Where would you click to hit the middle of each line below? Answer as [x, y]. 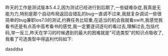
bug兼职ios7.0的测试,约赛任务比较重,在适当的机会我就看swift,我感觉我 [91, 20]
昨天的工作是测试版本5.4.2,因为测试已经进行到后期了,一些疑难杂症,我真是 [81, 7]
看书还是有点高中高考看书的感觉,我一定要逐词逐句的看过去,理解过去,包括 [80, 26]
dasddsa [14, 49]
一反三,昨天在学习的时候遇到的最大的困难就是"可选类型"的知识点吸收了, [90, 33]
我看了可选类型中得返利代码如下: [39, 39]
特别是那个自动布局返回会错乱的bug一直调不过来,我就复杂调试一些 [89, 14]
